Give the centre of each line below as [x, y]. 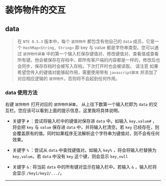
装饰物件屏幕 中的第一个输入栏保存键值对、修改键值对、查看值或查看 [91, 54]
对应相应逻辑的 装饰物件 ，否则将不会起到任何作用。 [68, 78]
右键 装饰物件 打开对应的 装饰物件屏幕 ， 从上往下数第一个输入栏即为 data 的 [79, 104]
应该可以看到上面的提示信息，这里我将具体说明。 [72, 111]
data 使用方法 [21, 92]
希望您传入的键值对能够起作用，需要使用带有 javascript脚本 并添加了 [87, 72]
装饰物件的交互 [36, 10]
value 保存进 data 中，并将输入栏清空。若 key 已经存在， [98, 127]
